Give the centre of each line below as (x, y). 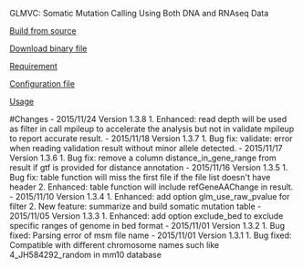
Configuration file (42, 84)
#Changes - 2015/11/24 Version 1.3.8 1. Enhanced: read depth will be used (148, 119)
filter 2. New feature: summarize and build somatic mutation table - (136, 206)
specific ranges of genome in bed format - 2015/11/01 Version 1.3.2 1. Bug (147, 226)
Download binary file (48, 48)
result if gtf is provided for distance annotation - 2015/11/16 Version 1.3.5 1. (149, 167)
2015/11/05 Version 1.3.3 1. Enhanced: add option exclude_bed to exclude (146, 216)
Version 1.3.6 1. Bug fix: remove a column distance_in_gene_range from (143, 158)
